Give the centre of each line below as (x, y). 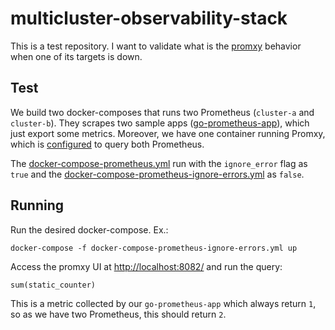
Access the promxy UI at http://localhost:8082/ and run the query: (146, 266)
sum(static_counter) (53, 285)
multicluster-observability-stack (149, 18)
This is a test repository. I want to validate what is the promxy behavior (156, 46)
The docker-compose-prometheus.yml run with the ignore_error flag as (159, 163)
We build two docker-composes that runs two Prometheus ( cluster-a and (162, 112)
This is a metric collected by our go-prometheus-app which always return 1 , (163, 303)
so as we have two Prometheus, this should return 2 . (118, 314)
